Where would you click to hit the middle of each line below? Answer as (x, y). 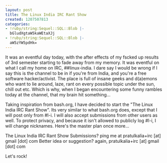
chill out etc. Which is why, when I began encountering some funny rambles (84, 89)
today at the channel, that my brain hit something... (58, 94)
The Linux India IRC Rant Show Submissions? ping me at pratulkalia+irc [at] (83, 135)
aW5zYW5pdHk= (23, 43)
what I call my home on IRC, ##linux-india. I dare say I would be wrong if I (81, 68)
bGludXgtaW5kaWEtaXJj (32, 33)
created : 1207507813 (27, 19)
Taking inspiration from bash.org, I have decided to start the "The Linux (79, 104)
